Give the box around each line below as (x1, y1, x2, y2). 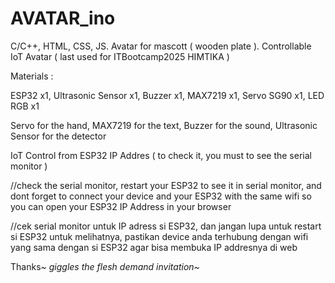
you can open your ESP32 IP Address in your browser (10, 200, 232, 212)
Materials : (10, 70, 54, 82)
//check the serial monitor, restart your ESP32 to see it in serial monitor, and (10, 179, 322, 191)
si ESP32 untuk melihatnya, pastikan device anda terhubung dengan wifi (10, 230, 309, 242)
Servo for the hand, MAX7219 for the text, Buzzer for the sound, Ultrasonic (10, 119, 318, 131)
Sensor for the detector (10, 130, 107, 142)
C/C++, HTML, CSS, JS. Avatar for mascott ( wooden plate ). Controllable (10, 40, 312, 52)
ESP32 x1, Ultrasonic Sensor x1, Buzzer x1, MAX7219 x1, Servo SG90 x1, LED (10, 89, 325, 101)
